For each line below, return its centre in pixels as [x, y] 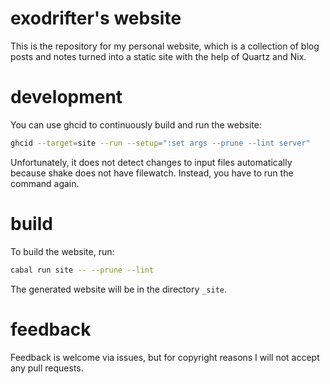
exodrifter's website [96, 18]
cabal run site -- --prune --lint [82, 270]
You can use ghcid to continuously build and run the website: [136, 124]
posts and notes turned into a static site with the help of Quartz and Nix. [158, 56]
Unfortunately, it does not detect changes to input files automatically [151, 162]
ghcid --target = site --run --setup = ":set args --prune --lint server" [160, 143]
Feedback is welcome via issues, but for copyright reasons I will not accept [165, 357]
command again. [45, 183]
